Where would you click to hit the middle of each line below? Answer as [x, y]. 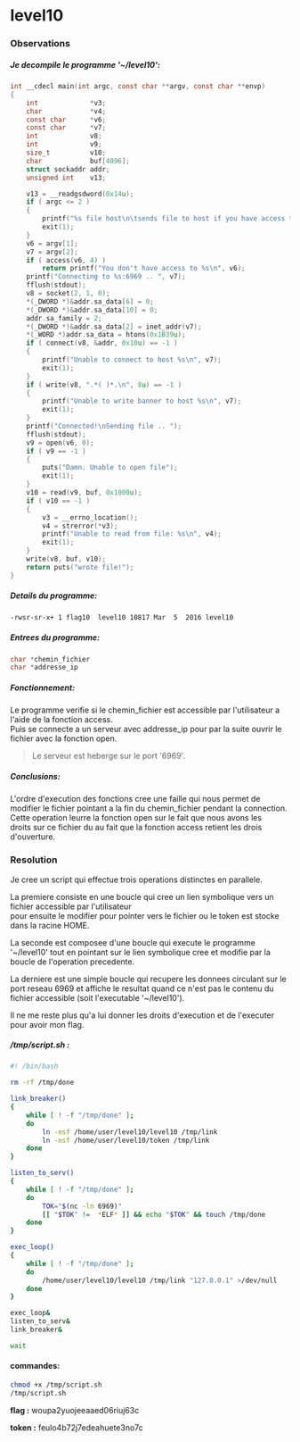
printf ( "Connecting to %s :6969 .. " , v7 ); [106, 277]
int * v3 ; [66, 103]
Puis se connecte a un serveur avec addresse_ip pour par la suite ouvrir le [146, 729]
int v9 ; [64, 145]
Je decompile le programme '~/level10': [85, 64]
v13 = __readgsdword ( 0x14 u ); [80, 194]
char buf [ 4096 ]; [78, 161]
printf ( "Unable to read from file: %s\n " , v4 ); [132, 534]
